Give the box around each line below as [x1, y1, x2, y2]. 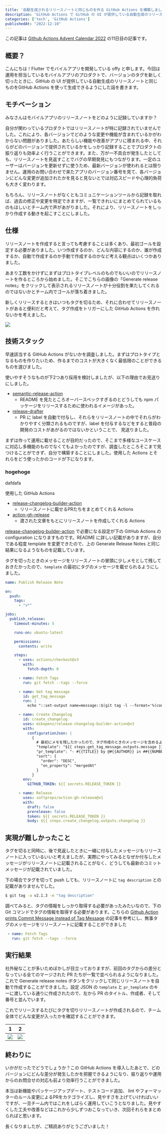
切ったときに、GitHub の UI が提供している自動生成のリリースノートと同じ [5, 78, 158, 84]
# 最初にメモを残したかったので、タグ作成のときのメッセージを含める [36, 740, 159, 745]
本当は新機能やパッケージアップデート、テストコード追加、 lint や [5, 1088, 140, 1094]
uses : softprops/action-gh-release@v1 [23, 796, 103, 801]
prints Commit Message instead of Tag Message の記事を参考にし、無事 [5, 915, 154, 921]
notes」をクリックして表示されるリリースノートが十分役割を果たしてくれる [5, 282, 160, 288]
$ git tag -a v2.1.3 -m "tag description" [5, 893, 94, 898]
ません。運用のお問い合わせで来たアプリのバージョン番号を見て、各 [5, 168, 144, 174]
